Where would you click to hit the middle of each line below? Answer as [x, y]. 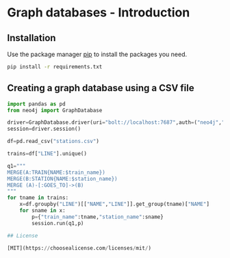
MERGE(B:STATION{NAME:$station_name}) [62, 179]
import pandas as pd [37, 104]
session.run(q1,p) [58, 223]
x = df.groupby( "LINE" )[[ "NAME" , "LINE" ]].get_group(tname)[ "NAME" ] [115, 204]
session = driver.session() [44, 129]
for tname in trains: [38, 198]
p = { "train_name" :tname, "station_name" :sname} [98, 217]
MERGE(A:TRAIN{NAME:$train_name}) [56, 172]
